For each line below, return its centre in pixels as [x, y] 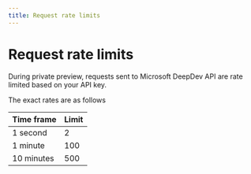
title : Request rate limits [54, 15]
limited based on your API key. [58, 84]
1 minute [28, 145]
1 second [30, 132]
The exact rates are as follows [57, 100]
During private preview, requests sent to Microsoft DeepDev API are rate [126, 76]
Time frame [34, 119]
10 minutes [33, 158]
